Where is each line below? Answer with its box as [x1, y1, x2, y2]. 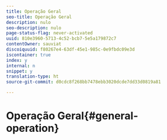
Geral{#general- [57, 109, 139, 123]
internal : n [6, 62, 35, 69]
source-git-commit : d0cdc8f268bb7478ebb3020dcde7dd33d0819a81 [6, 79, 161, 85]
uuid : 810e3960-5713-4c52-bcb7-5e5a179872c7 [6, 36, 117, 41]
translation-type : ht [6, 73, 59, 79]
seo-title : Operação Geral [6, 14, 72, 20]
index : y [6, 57, 28, 63]
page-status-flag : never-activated [6, 30, 93, 36]
